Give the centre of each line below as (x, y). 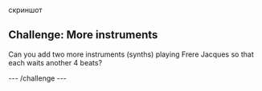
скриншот (25, 10)
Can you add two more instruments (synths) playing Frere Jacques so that (131, 54)
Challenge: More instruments (83, 35)
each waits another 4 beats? (55, 62)
